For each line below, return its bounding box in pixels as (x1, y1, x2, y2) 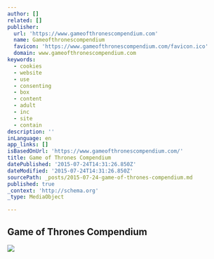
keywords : (7, 56, 36, 63)
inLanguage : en (7, 134, 52, 141)
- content (13, 96, 42, 103)
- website (13, 69, 42, 76)
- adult (13, 102, 36, 109)
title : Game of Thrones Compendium (7, 154, 112, 162)
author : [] (7, 10, 39, 18)
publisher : (7, 23, 39, 30)
